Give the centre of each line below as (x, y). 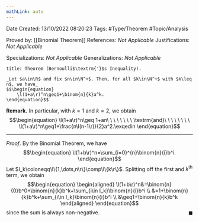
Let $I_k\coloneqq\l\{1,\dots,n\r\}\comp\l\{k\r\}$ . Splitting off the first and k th (99, 168)
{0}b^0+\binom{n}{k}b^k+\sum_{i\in (54, 191)
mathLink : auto (25, 12)
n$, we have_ (22, 84)
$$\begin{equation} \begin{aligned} (71, 185)
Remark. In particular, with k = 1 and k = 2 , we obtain (71, 111)
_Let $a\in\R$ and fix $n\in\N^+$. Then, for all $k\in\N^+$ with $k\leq (99, 79)
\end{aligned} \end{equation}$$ (99, 203)
